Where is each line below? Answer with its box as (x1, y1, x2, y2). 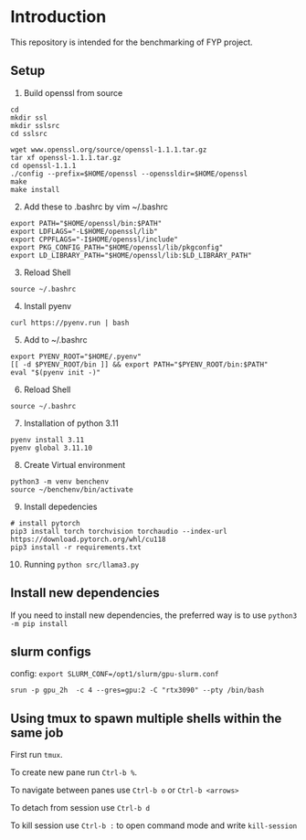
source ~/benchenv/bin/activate (10, 484, 133, 494)
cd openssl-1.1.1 (10, 161, 77, 170)
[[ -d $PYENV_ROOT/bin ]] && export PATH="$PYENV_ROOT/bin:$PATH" (10, 359, 269, 369)
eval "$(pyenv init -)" (10, 367, 101, 377)
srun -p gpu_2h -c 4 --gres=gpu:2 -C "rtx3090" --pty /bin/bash (10, 686, 264, 696)
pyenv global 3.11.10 (10, 443, 93, 452)
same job (10, 725, 64, 740)
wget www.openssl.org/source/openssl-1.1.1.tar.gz (10, 144, 207, 154)
